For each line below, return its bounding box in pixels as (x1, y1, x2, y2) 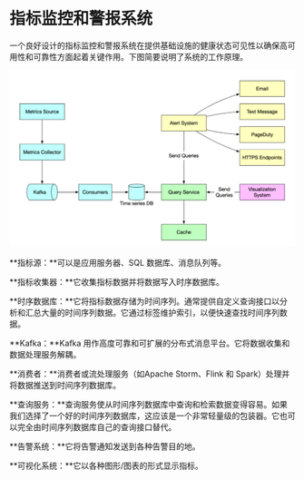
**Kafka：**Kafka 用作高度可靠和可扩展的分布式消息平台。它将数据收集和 (9, 337, 290, 349)
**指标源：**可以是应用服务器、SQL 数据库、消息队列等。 (9, 258, 227, 269)
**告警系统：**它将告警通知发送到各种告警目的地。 (9, 441, 201, 452)
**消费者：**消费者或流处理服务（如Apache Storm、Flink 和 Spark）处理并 (9, 368, 290, 379)
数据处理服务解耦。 (9, 349, 82, 360)
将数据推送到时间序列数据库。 (9, 380, 121, 391)
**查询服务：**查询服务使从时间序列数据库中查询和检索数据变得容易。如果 (9, 399, 289, 410)
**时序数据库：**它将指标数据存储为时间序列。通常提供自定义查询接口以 (9, 296, 280, 307)
